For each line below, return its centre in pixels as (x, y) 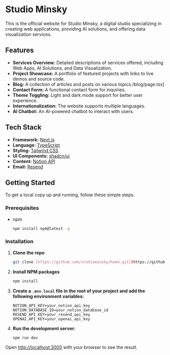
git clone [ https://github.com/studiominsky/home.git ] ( (73, 262)
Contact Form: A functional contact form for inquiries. (69, 90)
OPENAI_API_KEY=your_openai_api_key (51, 319)
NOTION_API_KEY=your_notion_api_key (51, 306)
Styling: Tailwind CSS (36, 150)
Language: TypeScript (36, 145)
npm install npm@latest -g (41, 228)
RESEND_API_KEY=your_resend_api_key (51, 314)
